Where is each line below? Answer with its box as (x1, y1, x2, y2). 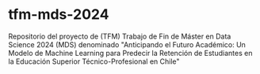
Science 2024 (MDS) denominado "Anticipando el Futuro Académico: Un (8, 39, 246, 49)
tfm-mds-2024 (8, 6, 109, 24)
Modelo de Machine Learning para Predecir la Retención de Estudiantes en (8, 48, 253, 57)
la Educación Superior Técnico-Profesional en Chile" (8, 57, 180, 66)
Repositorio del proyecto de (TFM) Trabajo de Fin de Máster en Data (8, 31, 231, 41)
